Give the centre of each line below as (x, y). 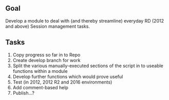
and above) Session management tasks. (48, 26)
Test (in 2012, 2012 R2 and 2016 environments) (62, 82)
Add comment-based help (40, 87)
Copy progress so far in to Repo (46, 55)
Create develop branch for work (46, 60)
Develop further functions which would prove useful (68, 76)
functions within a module (40, 71)
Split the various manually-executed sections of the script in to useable (88, 66)
